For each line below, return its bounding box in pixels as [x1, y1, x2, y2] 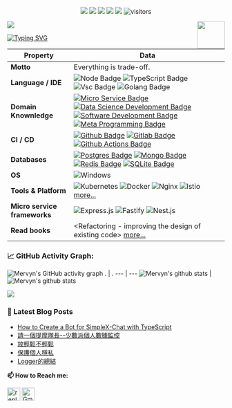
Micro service [10, 201, 57, 211]
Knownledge [10, 111, 54, 120]
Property [23, 50, 54, 60]
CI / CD [10, 135, 35, 145]
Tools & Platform [10, 186, 67, 195]
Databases [10, 155, 47, 164]
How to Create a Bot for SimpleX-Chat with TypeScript [17, 322, 172, 331]
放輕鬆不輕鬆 [17, 340, 54, 348]
